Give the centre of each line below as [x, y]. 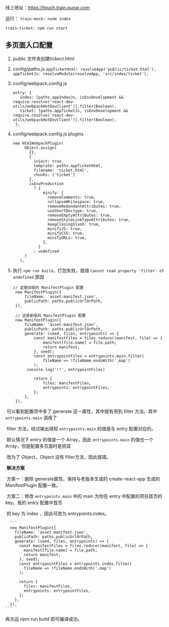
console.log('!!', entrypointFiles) [66, 369]
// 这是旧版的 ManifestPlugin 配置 [48, 288]
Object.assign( [41, 148]
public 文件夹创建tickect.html [43, 59]
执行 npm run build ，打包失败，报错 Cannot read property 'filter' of [88, 270]
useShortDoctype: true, [73, 211]
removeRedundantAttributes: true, [85, 206]
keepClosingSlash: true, [74, 224]
